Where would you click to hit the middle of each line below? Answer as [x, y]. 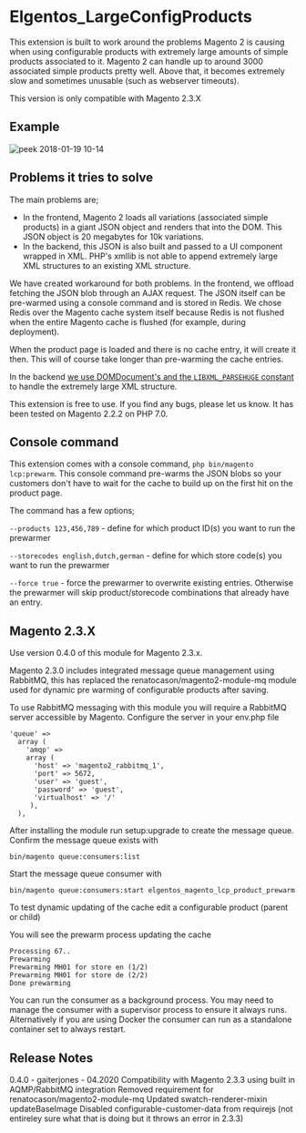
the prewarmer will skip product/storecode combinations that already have [149, 593]
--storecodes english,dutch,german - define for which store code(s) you [146, 556]
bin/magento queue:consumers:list [75, 857]
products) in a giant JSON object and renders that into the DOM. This [152, 227]
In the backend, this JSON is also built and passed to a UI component [153, 246]
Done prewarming [40, 984]
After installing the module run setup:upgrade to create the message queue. [152, 831]
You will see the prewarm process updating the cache [111, 934]
